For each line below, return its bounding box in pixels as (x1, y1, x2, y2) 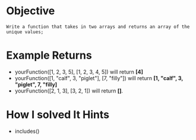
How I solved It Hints (6, 108, 110, 122)
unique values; (6, 28, 44, 35)
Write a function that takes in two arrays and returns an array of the (6, 24, 190, 30)
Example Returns (6, 49, 92, 62)
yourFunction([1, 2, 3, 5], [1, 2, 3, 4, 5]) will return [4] (14, 68, 144, 75)
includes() (14, 128, 40, 135)
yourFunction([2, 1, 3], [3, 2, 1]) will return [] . (14, 87, 124, 94)
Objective (6, 4, 55, 18)
